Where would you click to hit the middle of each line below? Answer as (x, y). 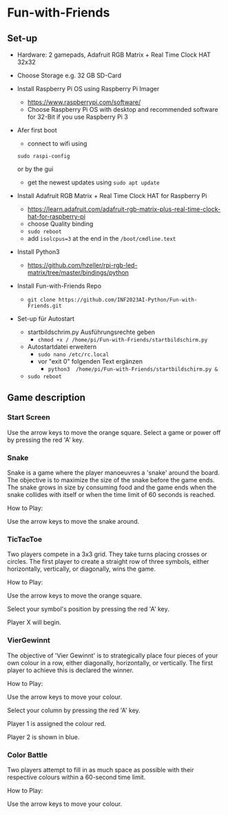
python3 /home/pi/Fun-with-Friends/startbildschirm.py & (133, 369)
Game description (46, 398)
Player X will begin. (34, 622)
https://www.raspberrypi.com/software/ (84, 102)
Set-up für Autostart (45, 318)
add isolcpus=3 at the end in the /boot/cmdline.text (102, 238)
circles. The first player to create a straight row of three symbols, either (108, 562)
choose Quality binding (60, 224)
